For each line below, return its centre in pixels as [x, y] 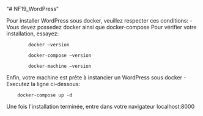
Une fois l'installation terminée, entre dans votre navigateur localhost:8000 [100, 107]
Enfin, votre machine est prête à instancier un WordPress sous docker [94, 78]
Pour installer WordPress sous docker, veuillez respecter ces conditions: [97, 20]
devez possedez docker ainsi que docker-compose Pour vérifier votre [109, 27]
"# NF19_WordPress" [33, 9]
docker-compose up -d [45, 95]
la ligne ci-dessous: [56, 84]
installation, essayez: [33, 34]
